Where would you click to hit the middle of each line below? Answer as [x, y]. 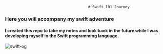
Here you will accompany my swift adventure [60, 19]
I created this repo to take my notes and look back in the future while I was [82, 30]
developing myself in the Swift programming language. [62, 36]
